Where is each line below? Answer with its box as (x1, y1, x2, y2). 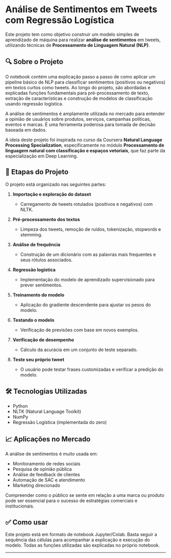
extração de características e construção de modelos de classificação (5, 95, 153, 101)
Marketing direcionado (12, 483, 61, 489)
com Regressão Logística (5, 14, 115, 26)
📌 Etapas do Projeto (5, 168, 69, 176)
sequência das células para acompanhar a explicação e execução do (5, 537, 150, 543)
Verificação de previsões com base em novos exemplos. (20, 327, 139, 333)
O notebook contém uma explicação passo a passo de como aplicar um (5, 73, 156, 79)
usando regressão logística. (5, 100, 64, 107)
